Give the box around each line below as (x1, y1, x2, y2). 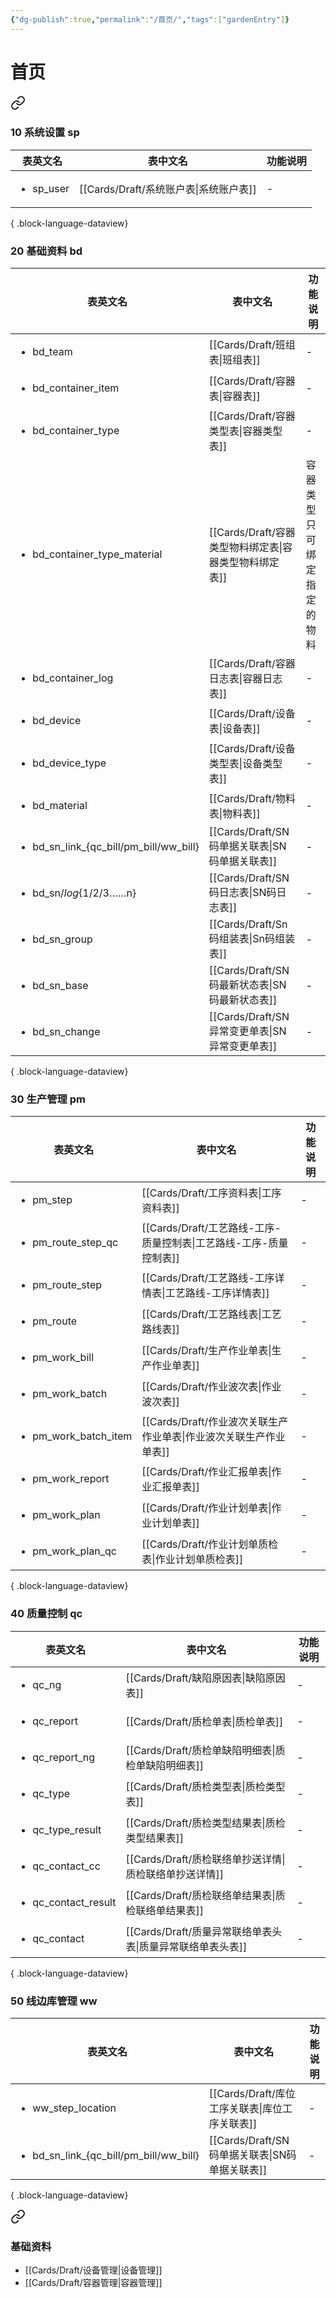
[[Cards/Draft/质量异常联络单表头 (125, 1924, 283, 1938)
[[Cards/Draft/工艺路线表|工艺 (141, 1307, 282, 1321)
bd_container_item (32, 381, 120, 395)
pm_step (32, 1193, 73, 1207)
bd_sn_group (32, 932, 93, 946)
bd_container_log (32, 671, 114, 685)
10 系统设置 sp (10, 126, 80, 140)
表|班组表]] (208, 353, 261, 367)
